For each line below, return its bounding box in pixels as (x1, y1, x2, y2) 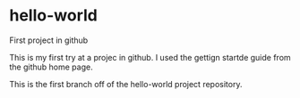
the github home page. (9, 61, 93, 72)
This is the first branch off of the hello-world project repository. (9, 78, 243, 89)
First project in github (9, 35, 89, 45)
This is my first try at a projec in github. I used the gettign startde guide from (9, 52, 291, 62)
